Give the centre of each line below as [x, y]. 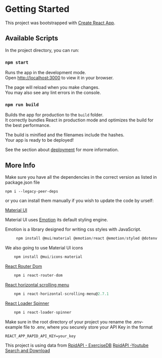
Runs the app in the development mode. [46, 73]
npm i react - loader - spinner [43, 312]
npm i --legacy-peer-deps [32, 192]
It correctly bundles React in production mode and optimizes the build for [79, 120]
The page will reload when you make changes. [52, 87]
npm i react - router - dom [38, 275]
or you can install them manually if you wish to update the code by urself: [80, 200]
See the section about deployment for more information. [62, 150]
